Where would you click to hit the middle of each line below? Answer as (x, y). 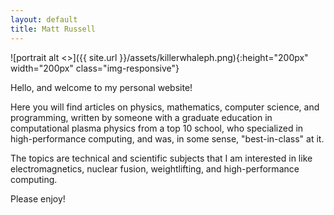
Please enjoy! (38, 198)
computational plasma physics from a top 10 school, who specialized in (157, 128)
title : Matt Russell (53, 29)
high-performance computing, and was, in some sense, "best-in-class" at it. (167, 138)
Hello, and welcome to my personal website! (101, 87)
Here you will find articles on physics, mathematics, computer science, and (165, 107)
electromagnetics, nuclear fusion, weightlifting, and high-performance (155, 168)
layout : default (44, 19)
